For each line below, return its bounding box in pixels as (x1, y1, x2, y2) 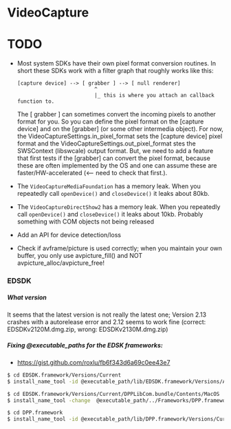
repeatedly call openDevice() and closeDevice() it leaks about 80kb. (16, 190, 210, 198)
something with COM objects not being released (16, 217, 155, 226)
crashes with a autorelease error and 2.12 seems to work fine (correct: (7, 318, 206, 326)
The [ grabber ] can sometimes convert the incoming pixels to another (16, 110, 217, 119)
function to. (16, 98, 55, 105)
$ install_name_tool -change (7, 397, 91, 404)
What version (7, 293, 47, 301)
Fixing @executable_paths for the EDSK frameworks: (7, 341, 163, 349)
